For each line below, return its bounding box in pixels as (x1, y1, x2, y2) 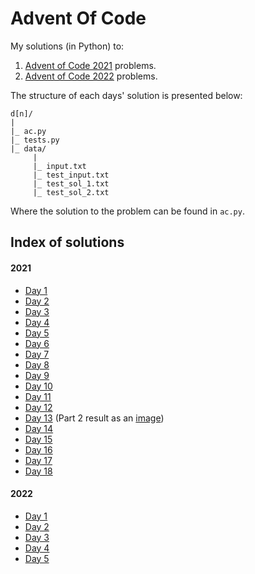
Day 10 (24, 380, 53, 392)
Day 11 (24, 390, 52, 402)
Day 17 (24, 454, 53, 466)
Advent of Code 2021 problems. (24, 59, 157, 71)
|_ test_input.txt (32, 170, 110, 180)
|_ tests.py (10, 135, 60, 145)
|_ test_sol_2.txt (32, 187, 110, 197)
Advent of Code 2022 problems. (24, 70, 158, 82)
